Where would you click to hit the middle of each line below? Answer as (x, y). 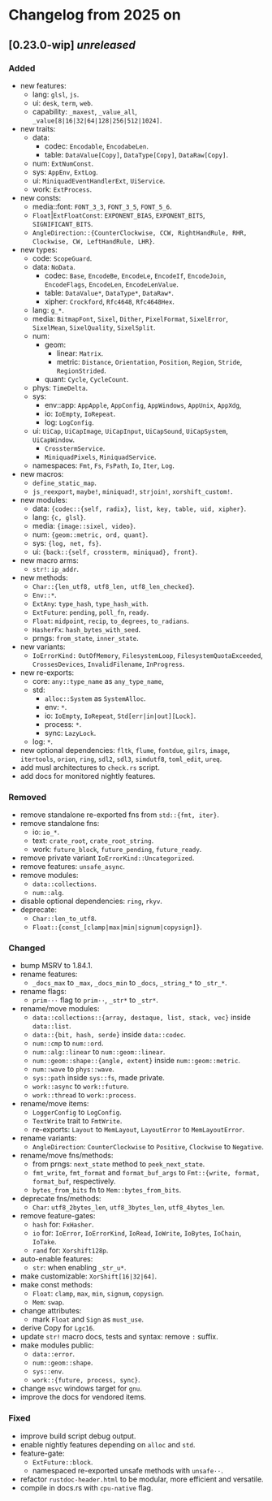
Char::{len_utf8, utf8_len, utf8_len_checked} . (113, 586)
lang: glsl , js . (56, 94)
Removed (28, 797)
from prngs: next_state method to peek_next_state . (119, 1164)
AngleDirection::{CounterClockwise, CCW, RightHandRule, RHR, (140, 233)
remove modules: (49, 876)
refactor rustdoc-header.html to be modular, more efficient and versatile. (142, 1479)
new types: (39, 249)
